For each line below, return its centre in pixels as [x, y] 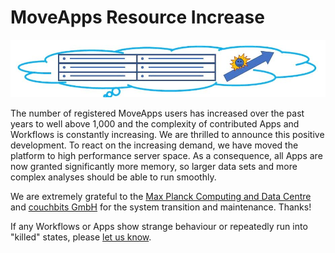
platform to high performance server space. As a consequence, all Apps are [166, 156]
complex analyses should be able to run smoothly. [113, 177]
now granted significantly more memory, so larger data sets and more [154, 167]
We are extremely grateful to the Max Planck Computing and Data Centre [161, 197]
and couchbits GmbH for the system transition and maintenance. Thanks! [161, 207]
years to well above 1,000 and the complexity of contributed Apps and [155, 124]
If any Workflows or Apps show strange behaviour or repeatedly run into [159, 227]
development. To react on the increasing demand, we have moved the [154, 145]
